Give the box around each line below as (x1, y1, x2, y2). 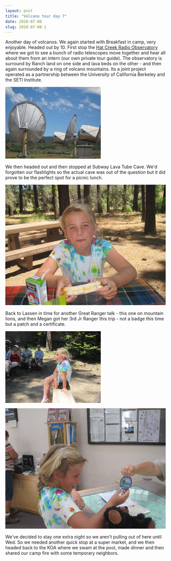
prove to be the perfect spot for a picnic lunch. (5, 175, 103, 181)
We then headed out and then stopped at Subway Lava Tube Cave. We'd (5, 164, 158, 170)
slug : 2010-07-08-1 (5, 24, 47, 30)
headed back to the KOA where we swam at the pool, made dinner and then (5, 545, 164, 551)
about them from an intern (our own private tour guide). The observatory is (5, 55, 162, 61)
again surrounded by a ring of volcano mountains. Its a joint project (5, 66, 146, 72)
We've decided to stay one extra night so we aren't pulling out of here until (5, 534, 162, 540)
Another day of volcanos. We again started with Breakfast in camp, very (5, 39, 156, 45)
